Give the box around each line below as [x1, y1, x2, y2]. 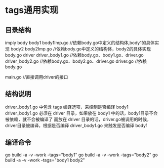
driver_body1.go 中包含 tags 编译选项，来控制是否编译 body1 [5, 104, 128, 110]
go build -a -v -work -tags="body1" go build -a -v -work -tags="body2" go [5, 152, 158, 158]
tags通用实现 [5, 4, 59, 16]
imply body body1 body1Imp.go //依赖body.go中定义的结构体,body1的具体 [5, 40, 155, 45]
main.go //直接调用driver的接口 [5, 74, 68, 80]
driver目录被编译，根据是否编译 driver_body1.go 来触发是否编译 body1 [5, 122, 148, 128]
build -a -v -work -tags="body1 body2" [5, 157, 85, 163]
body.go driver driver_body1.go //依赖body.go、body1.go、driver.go [5, 52, 144, 58]
